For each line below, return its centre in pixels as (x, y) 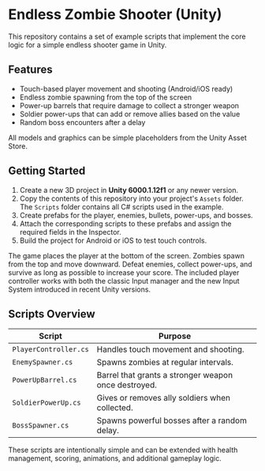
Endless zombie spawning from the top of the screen (106, 97)
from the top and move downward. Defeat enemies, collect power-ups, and (130, 264)
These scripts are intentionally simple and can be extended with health (123, 450)
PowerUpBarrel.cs (45, 380)
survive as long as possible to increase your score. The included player (124, 272)
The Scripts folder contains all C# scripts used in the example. (121, 206)
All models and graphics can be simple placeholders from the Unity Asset (127, 138)
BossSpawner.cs (41, 426)
